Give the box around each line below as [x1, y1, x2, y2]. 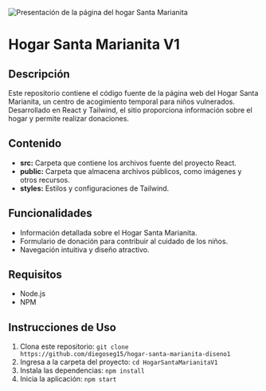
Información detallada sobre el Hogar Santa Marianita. [19, 227, 198, 237]
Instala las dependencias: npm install [19, 365, 145, 375]
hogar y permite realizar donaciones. [8, 114, 130, 123]
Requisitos [8, 268, 62, 282]
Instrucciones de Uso [8, 320, 117, 334]
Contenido [8, 136, 62, 151]
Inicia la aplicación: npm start [19, 374, 117, 384]
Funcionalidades [8, 207, 93, 220]
